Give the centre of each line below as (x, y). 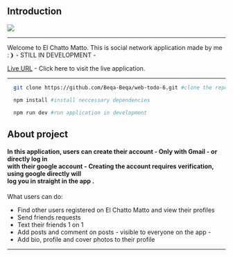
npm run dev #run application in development (80, 113)
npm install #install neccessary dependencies (82, 100)
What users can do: (35, 197)
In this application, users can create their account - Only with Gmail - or (112, 152)
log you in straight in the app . (51, 181)
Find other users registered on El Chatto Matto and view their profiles (116, 210)
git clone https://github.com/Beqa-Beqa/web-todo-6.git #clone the (113, 87)
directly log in (27, 159)
